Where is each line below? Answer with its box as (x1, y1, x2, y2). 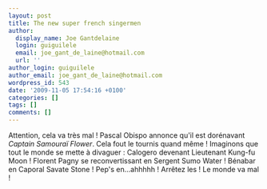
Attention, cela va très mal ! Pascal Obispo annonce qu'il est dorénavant (8, 131, 245, 140)
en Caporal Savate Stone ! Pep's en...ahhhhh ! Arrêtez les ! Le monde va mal (8, 165, 260, 174)
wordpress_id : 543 (8, 78, 70, 86)
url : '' (15, 57, 42, 65)
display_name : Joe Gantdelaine (15, 34, 120, 42)
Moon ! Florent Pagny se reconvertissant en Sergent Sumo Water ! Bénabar (8, 156, 256, 165)
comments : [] (8, 109, 52, 117)
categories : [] (8, 94, 59, 102)
